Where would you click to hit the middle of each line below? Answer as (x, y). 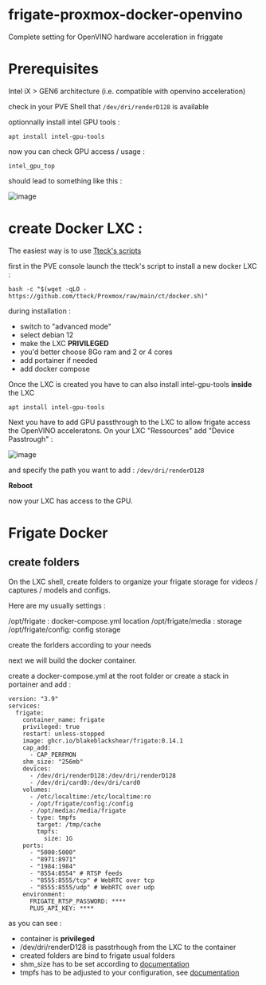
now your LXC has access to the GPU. (70, 501)
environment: (44, 894)
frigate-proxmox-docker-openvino (125, 15)
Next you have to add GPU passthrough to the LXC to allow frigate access (129, 422)
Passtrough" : (31, 439)
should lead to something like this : (65, 180)
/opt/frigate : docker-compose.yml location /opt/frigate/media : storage (125, 621)
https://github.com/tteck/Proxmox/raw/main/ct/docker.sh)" (108, 296)
